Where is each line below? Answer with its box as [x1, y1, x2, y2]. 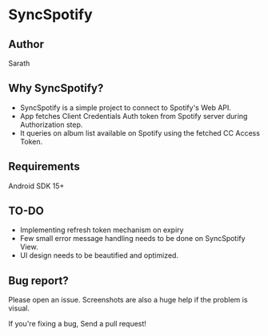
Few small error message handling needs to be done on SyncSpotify [19, 234, 246, 243]
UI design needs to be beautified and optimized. [19, 251, 178, 260]
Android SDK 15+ [8, 181, 65, 191]
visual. [8, 303, 30, 313]
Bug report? [8, 274, 70, 287]
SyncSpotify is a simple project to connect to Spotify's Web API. [19, 102, 232, 113]
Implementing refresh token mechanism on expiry [19, 225, 184, 235]
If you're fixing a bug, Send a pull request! [8, 319, 146, 329]
